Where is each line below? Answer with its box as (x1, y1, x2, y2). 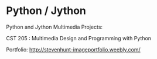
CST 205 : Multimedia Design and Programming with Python (6, 34, 151, 41)
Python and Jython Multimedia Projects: (6, 23, 103, 30)
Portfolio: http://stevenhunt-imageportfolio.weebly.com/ (6, 46, 141, 53)
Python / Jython (6, 4, 87, 18)
